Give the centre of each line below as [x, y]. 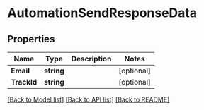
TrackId [24, 82]
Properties [31, 39]
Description [91, 59]
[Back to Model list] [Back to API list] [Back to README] [89, 99]
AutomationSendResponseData [102, 13]
